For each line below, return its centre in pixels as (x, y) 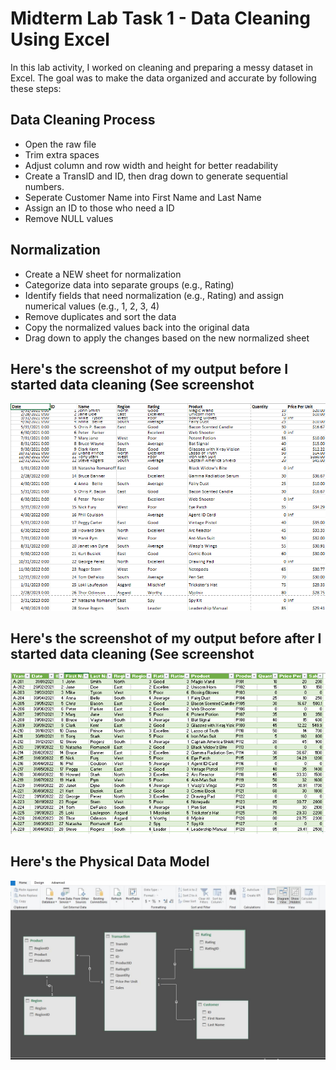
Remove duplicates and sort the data (100, 316)
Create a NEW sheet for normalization (103, 274)
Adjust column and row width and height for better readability (151, 165)
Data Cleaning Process (83, 120)
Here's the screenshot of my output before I (149, 368)
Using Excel (60, 39)
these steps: (36, 88)
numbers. (44, 186)
